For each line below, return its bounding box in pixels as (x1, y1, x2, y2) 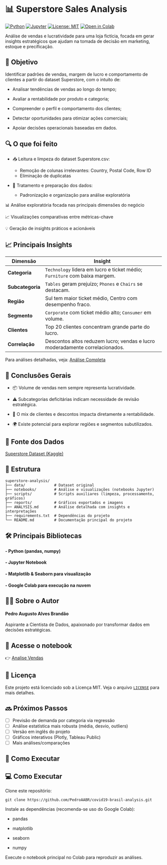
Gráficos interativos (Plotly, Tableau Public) (12, 734, 101, 740)
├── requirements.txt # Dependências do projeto (5, 513, 110, 518)
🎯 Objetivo (5, 58, 38, 67)
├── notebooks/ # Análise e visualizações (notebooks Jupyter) (5, 487, 155, 492)
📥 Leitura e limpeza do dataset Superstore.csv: (12, 156, 110, 162)
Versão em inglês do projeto (12, 729, 71, 735)
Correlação (7, 341, 35, 348)
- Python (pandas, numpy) (5, 548, 61, 554)
